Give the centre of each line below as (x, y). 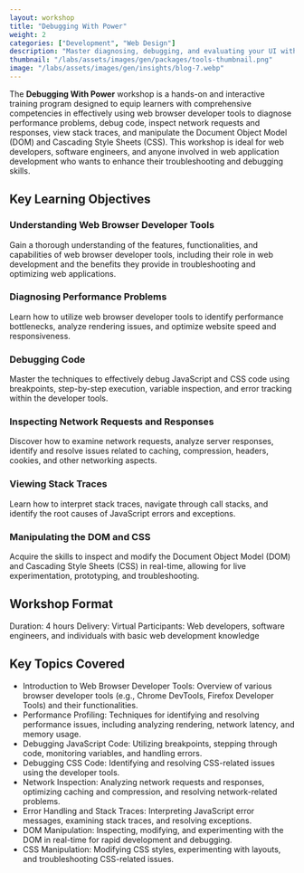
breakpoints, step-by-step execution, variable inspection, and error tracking (151, 389)
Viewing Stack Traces (58, 484)
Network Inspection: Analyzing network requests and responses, (143, 782)
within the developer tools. (59, 398)
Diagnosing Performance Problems (88, 297)
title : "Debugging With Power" (68, 26)
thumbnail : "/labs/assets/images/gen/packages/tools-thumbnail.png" (141, 60)
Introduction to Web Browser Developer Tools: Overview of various (147, 686)
